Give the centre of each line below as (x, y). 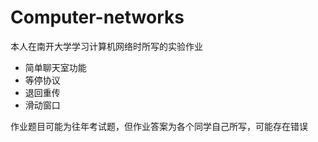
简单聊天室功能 (55, 67)
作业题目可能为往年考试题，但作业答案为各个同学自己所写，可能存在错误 (159, 126)
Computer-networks (97, 17)
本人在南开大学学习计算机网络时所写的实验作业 (106, 46)
